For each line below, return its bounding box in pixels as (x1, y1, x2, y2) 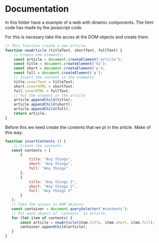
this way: (5, 130, 23, 135)
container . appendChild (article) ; (20, 225, 88, 229)
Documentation (5, 3, 69, 15)
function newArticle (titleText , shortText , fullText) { (5, 48, 123, 53)
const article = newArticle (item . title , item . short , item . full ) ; (20, 220, 155, 225)
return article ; (14, 111, 47, 116)
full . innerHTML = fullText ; (14, 88, 70, 93)
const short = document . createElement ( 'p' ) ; (14, 66, 105, 71)
